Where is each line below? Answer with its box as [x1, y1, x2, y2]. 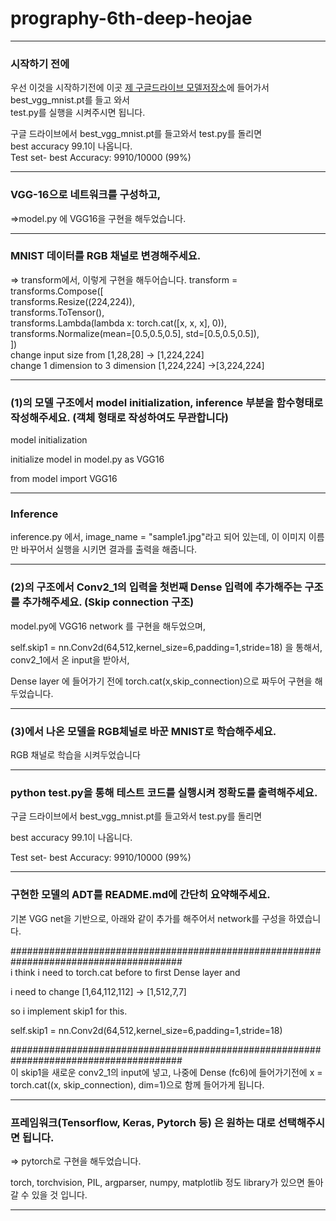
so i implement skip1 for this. [10, 1005, 128, 1017]
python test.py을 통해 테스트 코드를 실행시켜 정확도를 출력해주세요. [10, 785, 318, 799]
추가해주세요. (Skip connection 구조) [21, 595, 195, 609]
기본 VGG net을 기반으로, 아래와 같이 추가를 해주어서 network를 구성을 [10, 912, 287, 924]
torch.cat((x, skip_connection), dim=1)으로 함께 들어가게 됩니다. [10, 1078, 265, 1091]
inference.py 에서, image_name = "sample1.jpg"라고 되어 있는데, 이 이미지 [10, 531, 307, 543]
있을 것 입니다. [31, 1188, 88, 1201]
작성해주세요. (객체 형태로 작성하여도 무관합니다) [10, 410, 229, 424]
